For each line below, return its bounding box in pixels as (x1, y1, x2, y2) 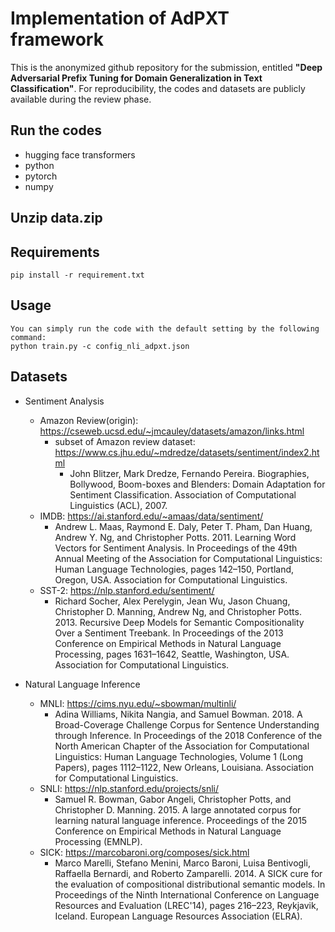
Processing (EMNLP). (54, 835, 143, 847)
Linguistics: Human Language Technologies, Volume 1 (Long (54, 750, 304, 762)
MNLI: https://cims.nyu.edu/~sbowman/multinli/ (39, 697, 237, 709)
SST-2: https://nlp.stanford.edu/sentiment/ (39, 584, 215, 596)
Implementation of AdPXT (10, 7, 230, 30)
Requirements (10, 243, 100, 261)
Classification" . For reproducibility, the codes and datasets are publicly (10, 82, 306, 94)
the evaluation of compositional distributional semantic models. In (54, 878, 326, 890)
